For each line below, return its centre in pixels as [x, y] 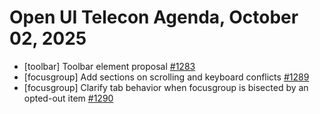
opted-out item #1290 [68, 98]
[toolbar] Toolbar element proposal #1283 [109, 66]
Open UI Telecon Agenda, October [154, 17]
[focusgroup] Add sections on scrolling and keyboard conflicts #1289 [166, 77]
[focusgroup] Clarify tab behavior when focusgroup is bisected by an [166, 87]
